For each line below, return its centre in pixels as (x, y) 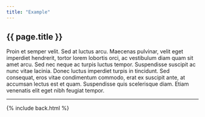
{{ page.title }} (34, 37)
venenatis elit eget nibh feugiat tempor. (56, 91)
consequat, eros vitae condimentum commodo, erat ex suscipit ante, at (96, 78)
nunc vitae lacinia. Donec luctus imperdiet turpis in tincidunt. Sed (88, 71)
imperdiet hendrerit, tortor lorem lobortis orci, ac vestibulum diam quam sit (100, 58)
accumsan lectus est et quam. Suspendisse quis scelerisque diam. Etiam (98, 84)
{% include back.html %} (38, 108)
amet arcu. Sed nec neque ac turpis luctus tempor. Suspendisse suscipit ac (101, 64)
